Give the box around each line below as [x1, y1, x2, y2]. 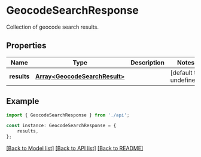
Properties [6, 41, 47, 51]
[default [170, 68, 193, 76]
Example [6, 96, 39, 106]
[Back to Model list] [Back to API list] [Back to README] [6, 144, 144, 152]
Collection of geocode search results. [6, 23, 99, 30]
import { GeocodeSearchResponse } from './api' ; [6, 112, 130, 118]
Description [130, 58, 165, 66]
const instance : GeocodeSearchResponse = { [6, 123, 117, 129]
